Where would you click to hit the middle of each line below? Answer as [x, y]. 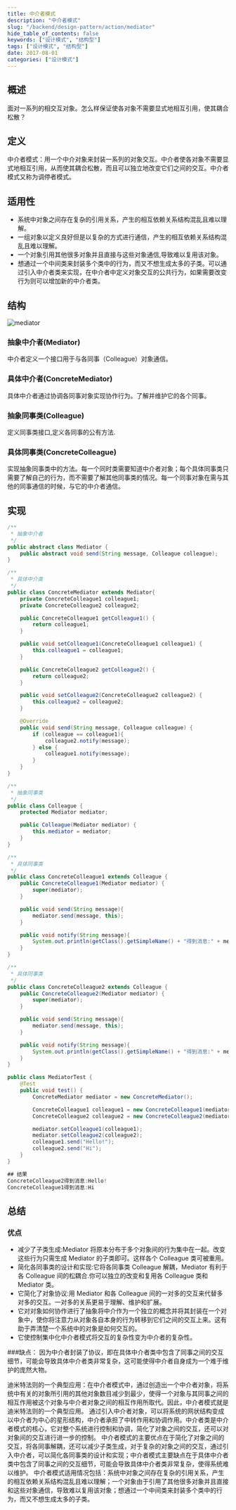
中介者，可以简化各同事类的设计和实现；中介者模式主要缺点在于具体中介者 [121, 1455]
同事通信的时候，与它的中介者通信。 [72, 487]
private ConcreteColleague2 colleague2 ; [80, 606]
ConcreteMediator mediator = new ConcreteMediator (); [113, 1097]
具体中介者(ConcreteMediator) [60, 379]
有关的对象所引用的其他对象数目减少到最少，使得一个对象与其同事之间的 [124, 1394]
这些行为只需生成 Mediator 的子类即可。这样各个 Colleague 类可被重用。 [122, 1258]
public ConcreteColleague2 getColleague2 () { [88, 670]
